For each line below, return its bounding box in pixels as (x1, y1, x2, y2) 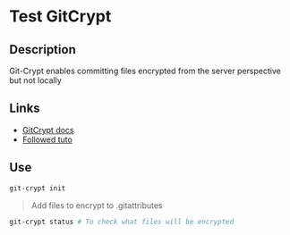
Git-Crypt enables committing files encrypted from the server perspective (9, 65, 282, 76)
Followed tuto (21, 134, 73, 145)
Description (9, 42, 76, 57)
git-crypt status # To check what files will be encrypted (9, 217, 235, 226)
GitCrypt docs (21, 124, 74, 135)
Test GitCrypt (9, 6, 112, 27)
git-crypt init (9, 183, 66, 193)
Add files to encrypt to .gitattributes (30, 199, 163, 211)
